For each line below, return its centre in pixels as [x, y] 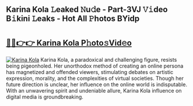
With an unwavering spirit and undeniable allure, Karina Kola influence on [94, 91]
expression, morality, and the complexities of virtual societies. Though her [95, 78]
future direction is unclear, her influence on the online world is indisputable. [97, 84]
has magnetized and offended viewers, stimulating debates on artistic [90, 72]
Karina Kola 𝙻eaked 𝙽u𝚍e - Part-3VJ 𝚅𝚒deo [87, 10]
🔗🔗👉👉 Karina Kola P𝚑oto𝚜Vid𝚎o [69, 43]
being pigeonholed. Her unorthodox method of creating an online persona [95, 66]
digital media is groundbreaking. [45, 97]
